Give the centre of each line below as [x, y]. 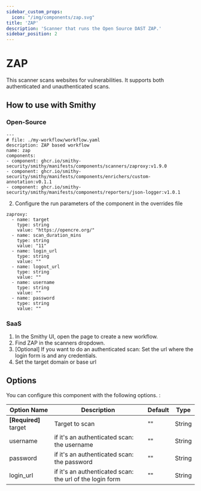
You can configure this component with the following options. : [83, 395]
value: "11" [32, 246]
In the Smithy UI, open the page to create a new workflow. [86, 337]
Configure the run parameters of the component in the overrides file [99, 203]
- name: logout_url [36, 267]
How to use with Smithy [51, 105]
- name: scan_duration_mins [47, 235]
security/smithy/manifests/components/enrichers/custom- [79, 176]
